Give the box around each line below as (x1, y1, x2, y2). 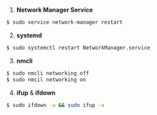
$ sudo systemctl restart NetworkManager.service (6, 44, 151, 51)
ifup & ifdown (16, 88, 56, 97)
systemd (16, 31, 42, 39)
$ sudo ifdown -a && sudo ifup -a (6, 101, 105, 108)
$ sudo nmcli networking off (6, 69, 89, 77)
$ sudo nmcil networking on (6, 76, 87, 83)
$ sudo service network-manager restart (6, 19, 124, 26)
